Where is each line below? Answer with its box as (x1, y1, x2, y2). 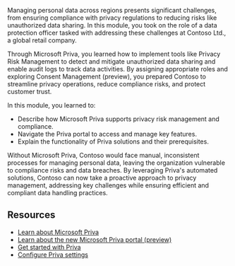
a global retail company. (7, 36, 78, 45)
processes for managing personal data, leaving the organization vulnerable (7, 158, 226, 167)
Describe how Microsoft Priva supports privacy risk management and (17, 115, 220, 123)
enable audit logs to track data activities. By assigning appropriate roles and (7, 65, 228, 73)
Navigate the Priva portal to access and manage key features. (17, 130, 198, 138)
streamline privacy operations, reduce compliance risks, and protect (7, 80, 206, 88)
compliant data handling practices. (7, 189, 108, 197)
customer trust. (7, 88, 52, 96)
